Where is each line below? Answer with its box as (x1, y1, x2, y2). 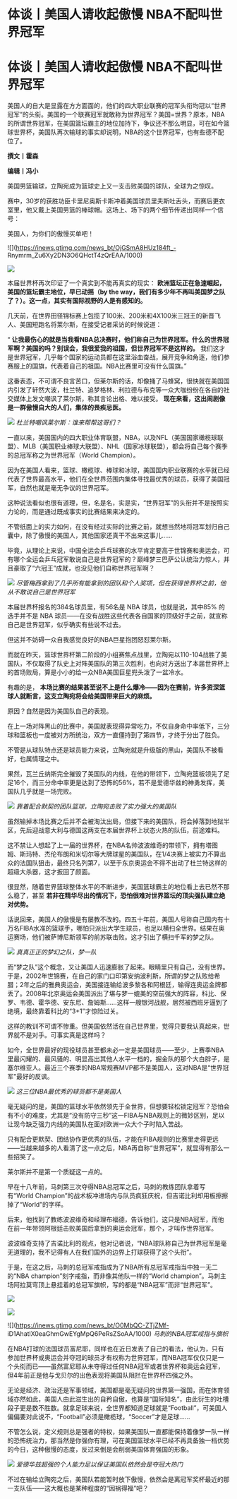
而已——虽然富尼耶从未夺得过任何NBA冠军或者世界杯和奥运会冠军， (25, 1362, 224, 1370)
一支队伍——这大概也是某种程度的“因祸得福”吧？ (7, 1484, 150, 1493)
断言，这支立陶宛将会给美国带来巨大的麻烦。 (25, 692, 156, 700)
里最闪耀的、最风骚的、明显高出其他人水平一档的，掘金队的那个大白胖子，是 (7, 1055, 230, 1063)
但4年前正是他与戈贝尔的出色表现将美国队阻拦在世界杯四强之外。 (7, 1371, 197, 1380)
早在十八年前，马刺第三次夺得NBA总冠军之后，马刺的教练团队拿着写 (7, 1183, 206, 1191)
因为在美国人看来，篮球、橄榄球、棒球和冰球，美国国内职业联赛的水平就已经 (7, 466, 230, 474)
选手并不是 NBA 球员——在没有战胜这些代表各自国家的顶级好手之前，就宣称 (7, 611, 228, 620)
